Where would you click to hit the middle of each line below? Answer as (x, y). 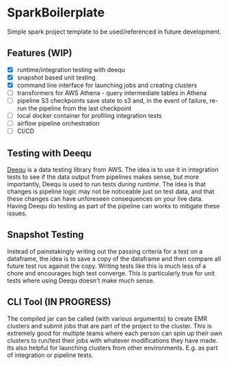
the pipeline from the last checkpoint (80, 108)
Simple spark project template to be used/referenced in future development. (114, 32)
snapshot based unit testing (56, 77)
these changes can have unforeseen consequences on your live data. (105, 199)
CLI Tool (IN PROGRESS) (59, 302)
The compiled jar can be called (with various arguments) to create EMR (107, 318)
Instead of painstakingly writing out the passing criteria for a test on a (105, 251)
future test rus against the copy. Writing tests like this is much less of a (107, 266)
